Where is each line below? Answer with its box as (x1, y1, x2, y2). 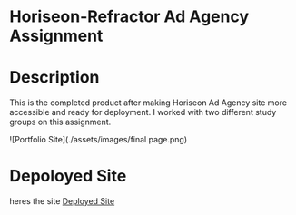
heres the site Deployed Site (9, 196, 115, 207)
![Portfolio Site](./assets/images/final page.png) (9, 134, 188, 145)
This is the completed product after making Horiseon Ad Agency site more (9, 97, 288, 108)
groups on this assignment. (9, 116, 112, 128)
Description (9, 67, 100, 88)
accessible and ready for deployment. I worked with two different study (9, 107, 277, 118)
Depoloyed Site (9, 166, 127, 187)
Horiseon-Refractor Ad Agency (9, 6, 250, 27)
